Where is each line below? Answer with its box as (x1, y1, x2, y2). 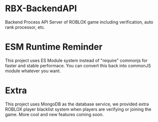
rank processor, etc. (5, 24, 45, 30)
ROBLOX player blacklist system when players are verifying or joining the (5, 106, 152, 112)
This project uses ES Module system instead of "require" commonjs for (5, 57, 148, 63)
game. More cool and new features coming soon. (5, 111, 104, 117)
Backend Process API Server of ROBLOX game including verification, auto (5, 19, 154, 25)
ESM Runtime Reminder (5, 41, 103, 53)
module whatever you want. (5, 68, 61, 74)
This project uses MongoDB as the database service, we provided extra (5, 101, 149, 107)
